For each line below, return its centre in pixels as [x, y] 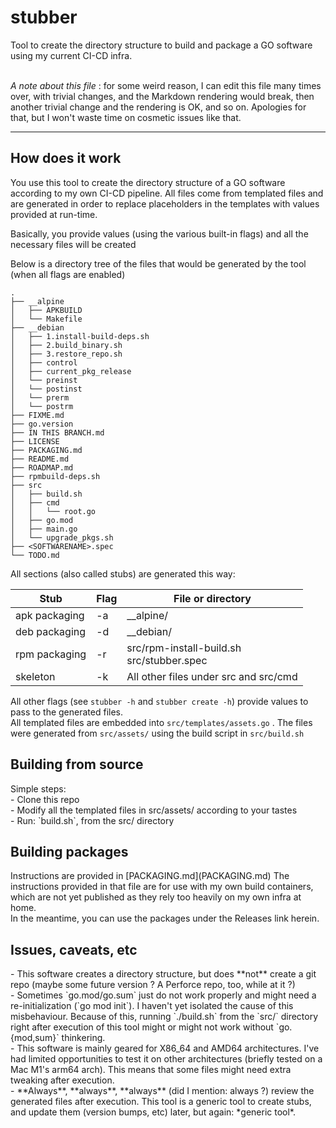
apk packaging [50, 615]
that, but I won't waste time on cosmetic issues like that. [126, 117]
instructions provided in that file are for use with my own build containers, [162, 887]
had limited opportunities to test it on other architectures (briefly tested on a [166, 1059]
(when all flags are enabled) [68, 274]
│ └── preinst [44, 380]
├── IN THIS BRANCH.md [57, 432]
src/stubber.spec [167, 660]
